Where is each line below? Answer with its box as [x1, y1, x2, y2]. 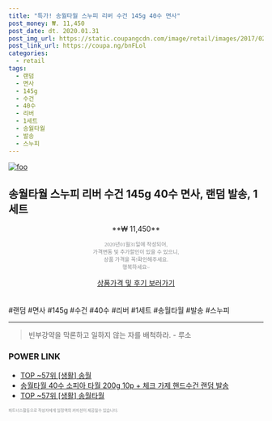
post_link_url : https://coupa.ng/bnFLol [8, 42, 147, 50]
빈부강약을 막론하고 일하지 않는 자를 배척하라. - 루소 [28, 330, 192, 340]
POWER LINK [8, 351, 61, 362]
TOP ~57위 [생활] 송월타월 [19, 390, 105, 400]
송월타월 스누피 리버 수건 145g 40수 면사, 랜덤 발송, [8, 187, 251, 200]
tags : [8, 65, 27, 73]
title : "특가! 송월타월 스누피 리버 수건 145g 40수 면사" [8, 11, 181, 20]
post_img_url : [8, 34, 57, 43]
